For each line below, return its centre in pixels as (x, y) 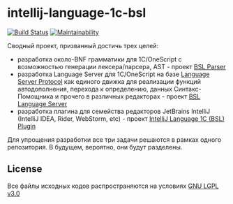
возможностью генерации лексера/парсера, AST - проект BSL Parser (121, 66)
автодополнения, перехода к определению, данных (95, 89)
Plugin (27, 126)
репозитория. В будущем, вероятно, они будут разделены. (95, 147)
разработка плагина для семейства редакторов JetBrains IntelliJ (114, 111)
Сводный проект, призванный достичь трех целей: (83, 45)
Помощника (35, 96)
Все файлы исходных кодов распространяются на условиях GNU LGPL (113, 186)
